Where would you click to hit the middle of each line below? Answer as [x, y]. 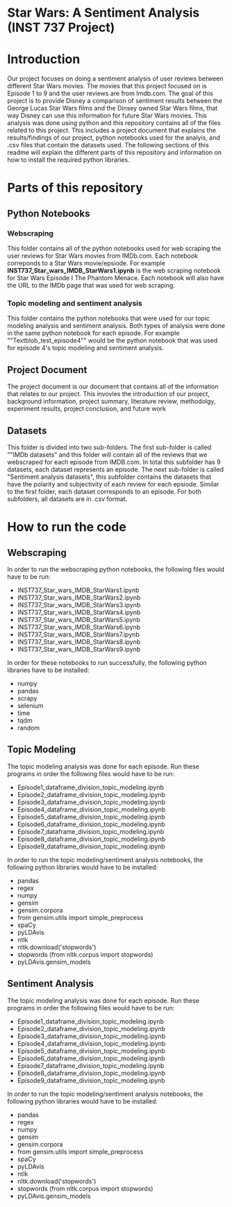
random [28, 728]
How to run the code [67, 527]
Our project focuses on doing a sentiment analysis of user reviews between [115, 79]
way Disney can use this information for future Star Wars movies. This [107, 115]
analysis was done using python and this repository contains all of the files [114, 123]
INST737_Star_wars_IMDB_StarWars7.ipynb [78, 634]
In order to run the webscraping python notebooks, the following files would [116, 569]
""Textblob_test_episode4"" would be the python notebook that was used [113, 340]
